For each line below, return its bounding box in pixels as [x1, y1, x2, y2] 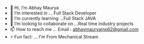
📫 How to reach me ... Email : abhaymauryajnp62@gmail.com [10, 26, 139, 32]
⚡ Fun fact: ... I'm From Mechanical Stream [10, 34, 99, 39]
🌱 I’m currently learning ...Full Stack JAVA [10, 15, 96, 21]
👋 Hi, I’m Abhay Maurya [10, 5, 59, 10]
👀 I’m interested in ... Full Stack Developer [10, 10, 97, 16]
